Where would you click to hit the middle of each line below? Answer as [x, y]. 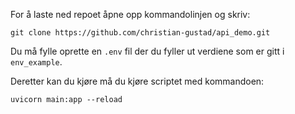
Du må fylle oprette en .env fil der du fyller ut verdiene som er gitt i [147, 51]
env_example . [36, 62]
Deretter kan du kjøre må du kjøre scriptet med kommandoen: [137, 81]
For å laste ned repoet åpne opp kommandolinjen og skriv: [130, 14]
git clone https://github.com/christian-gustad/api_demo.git [140, 33]
